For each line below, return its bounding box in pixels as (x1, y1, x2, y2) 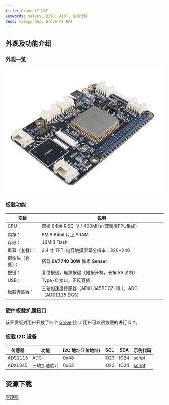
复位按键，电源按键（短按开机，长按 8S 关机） (41, 269, 138, 275)
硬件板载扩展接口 (5, 307, 47, 314)
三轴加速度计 (32, 362, 59, 368)
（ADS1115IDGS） (41, 292, 82, 298)
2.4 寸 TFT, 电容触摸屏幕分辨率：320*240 (41, 247, 130, 253)
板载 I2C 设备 (5, 333, 37, 340)
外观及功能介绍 (5, 39, 52, 48)
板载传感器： (7, 288, 34, 295)
